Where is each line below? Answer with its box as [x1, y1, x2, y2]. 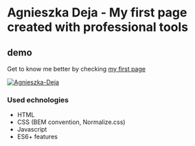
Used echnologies [7, 95, 69, 104]
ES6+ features [16, 132, 58, 141]
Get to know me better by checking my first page [7, 65, 146, 73]
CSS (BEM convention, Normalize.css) [16, 118, 126, 126]
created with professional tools [7, 19, 189, 35]
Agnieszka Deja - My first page [7, 5, 187, 21]
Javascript [16, 125, 47, 134]
